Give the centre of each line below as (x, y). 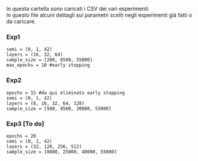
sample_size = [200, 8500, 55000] (50, 60)
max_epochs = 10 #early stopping (48, 65)
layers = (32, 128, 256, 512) (44, 147)
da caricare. (21, 21)
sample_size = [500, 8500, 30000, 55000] (59, 108)
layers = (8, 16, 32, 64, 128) (45, 103)
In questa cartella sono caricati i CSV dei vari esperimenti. (78, 9)
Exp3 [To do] (25, 124)
